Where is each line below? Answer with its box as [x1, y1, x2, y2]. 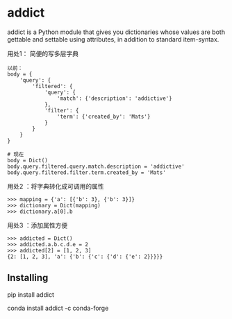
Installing [7, 272, 49, 284]
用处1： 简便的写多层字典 [7, 49, 78, 58]
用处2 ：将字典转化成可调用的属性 [7, 182, 104, 190]
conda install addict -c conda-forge [7, 304, 109, 312]
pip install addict [7, 290, 54, 299]
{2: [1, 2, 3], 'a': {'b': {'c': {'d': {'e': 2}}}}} [7, 253, 163, 260]
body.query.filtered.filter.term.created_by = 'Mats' [7, 169, 167, 176]
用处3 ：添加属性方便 [7, 221, 68, 230]
